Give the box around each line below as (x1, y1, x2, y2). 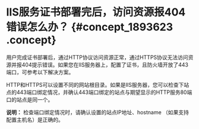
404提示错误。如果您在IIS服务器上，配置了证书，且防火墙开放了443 (21, 61, 189, 68)
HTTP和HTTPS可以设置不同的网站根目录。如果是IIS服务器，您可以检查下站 (6, 81, 189, 88)
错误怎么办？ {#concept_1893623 (6, 20, 173, 34)
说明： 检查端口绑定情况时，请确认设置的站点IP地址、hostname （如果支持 (6, 108, 189, 116)
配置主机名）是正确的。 (6, 116, 64, 123)
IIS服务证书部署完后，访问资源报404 (6, 5, 186, 19)
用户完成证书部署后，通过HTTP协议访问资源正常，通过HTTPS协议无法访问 (6, 54, 188, 61)
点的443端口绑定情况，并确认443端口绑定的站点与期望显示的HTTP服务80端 (6, 89, 192, 96)
